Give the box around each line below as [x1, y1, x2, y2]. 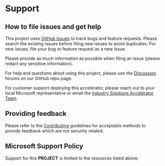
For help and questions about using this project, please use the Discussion [5, 70, 157, 76]
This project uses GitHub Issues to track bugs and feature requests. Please [5, 35, 158, 41]
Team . [5, 95, 18, 101]
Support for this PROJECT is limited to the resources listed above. [5, 155, 139, 161]
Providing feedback [5, 110, 67, 118]
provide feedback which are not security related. [5, 128, 104, 134]
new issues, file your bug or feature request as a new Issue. [5, 46, 127, 52]
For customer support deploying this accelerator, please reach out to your [5, 85, 155, 91]
